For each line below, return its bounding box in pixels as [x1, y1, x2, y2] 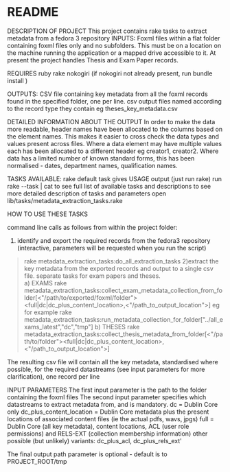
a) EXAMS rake [23, 279, 67, 287]
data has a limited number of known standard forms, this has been [7, 154, 195, 162]
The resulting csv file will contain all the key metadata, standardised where [7, 357, 218, 366]
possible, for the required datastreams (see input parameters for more [7, 365, 205, 373]
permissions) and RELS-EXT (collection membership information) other [7, 429, 208, 438]
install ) [7, 76, 28, 84]
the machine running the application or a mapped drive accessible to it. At [7, 49, 216, 57]
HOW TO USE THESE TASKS [7, 210, 88, 218]
